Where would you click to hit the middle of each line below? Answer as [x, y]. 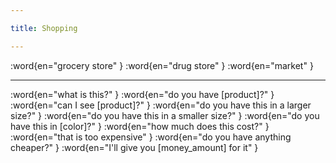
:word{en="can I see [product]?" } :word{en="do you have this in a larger [161, 105]
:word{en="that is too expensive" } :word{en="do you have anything [151, 137]
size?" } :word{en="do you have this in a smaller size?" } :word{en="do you [165, 115]
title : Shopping [44, 28]
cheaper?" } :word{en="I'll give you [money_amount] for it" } [134, 147]
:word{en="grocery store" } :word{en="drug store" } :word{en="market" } [162, 65]
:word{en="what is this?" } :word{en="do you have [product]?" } [142, 94]
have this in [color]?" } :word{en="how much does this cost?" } [140, 126]
